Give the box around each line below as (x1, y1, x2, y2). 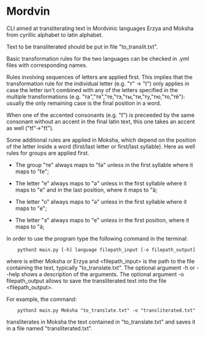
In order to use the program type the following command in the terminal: (6, 234, 188, 242)
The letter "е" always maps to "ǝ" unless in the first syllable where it (15, 179, 187, 187)
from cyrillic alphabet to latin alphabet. (6, 31, 103, 38)
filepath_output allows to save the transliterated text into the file (6, 277, 166, 284)
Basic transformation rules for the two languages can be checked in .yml (6, 55, 190, 62)
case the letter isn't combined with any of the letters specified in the (6, 86, 179, 93)
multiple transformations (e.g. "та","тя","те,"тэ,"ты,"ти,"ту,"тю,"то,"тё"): (6, 93, 185, 100)
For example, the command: (6, 295, 77, 303)
